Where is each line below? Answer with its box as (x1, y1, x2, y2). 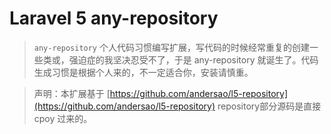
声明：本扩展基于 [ (33, 87, 111, 99)
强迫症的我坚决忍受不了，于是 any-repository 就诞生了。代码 (68, 53, 319, 66)
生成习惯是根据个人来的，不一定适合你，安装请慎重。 (33, 66, 254, 78)
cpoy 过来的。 (33, 112, 93, 124)
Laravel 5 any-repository (9, 7, 219, 30)
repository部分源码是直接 (217, 100, 322, 112)
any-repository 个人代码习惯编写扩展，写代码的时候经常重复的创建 (33, 41, 310, 53)
